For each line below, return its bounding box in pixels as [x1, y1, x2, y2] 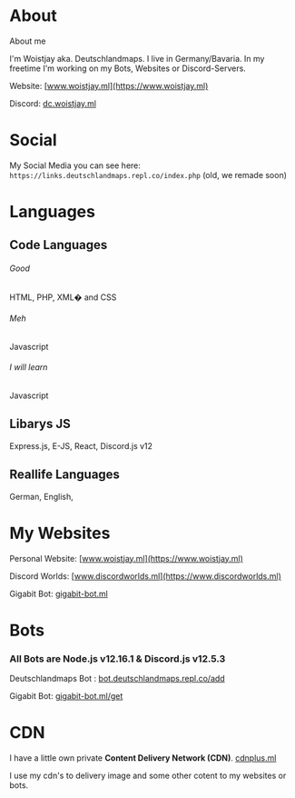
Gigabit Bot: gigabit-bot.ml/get [9, 691, 123, 702]
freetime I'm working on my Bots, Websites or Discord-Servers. [9, 63, 247, 74]
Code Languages [9, 237, 108, 253]
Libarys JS [9, 416, 71, 432]
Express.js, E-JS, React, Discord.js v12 [9, 440, 152, 451]
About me [9, 35, 46, 46]
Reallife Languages [9, 467, 121, 483]
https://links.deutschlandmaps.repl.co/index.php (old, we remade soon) [9, 169, 288, 180]
